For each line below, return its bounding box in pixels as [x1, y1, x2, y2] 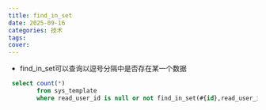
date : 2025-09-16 [8, 19, 66, 27]
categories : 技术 [8, 26, 63, 34]
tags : [8, 33, 26, 42]
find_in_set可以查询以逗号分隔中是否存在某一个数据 [19, 64, 188, 74]
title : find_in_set [8, 11, 73, 20]
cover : [8, 41, 30, 49]
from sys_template [36, 87, 97, 95]
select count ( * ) [11, 80, 66, 88]
